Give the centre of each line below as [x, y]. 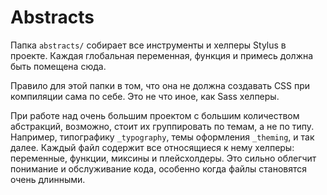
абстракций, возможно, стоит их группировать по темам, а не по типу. [162, 126]
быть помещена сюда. [58, 66]
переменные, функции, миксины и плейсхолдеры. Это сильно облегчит [163, 158]
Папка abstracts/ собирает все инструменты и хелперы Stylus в [148, 45]
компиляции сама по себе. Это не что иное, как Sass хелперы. [145, 96]
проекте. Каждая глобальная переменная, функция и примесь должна [162, 55]
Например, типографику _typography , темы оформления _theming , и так [162, 137]
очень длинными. [48, 179]
